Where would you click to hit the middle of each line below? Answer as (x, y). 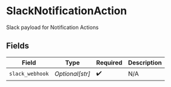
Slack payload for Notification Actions (53, 27)
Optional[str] (72, 74)
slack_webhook (29, 74)
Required (109, 62)
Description (145, 62)
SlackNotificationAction (66, 11)
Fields (18, 46)
